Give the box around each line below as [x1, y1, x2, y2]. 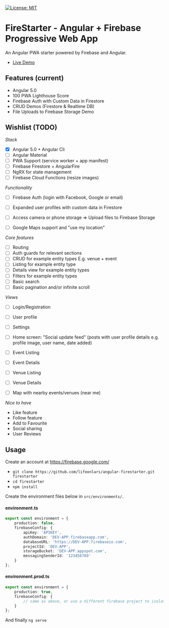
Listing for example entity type [12, 261, 76, 267]
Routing [12, 244, 29, 251]
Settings [12, 324, 30, 330]
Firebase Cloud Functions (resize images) [12, 174, 99, 180]
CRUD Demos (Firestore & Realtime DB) [12, 103, 95, 109]
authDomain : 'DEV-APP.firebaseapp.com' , [23, 535, 109, 540]
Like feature [12, 409, 38, 415]
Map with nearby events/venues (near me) [12, 390, 101, 396]
